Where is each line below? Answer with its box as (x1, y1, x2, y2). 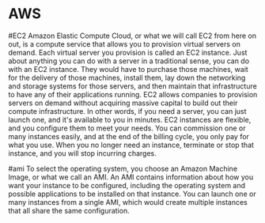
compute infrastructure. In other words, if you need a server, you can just (8, 106, 247, 115)
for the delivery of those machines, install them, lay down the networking (8, 73, 246, 82)
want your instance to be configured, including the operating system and (8, 180, 246, 190)
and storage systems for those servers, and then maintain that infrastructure (8, 81, 257, 91)
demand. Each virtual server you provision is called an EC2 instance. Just (8, 47, 248, 57)
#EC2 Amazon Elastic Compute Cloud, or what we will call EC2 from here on (8, 31, 257, 40)
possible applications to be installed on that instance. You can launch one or (8, 189, 256, 198)
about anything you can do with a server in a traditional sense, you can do (8, 56, 250, 66)
